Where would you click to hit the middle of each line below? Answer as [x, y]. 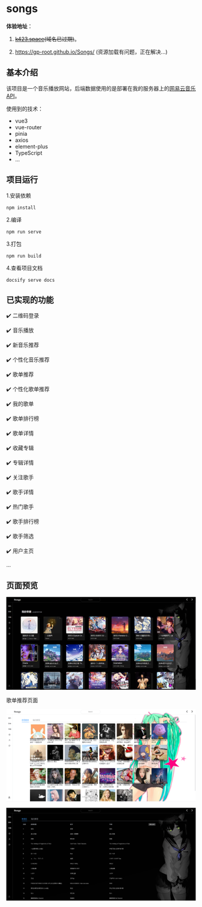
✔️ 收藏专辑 [20, 448]
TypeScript [29, 153]
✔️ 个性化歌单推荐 [28, 389]
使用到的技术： [25, 109]
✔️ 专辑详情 [20, 463]
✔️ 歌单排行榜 [23, 419]
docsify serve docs [31, 280]
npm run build [24, 256]
